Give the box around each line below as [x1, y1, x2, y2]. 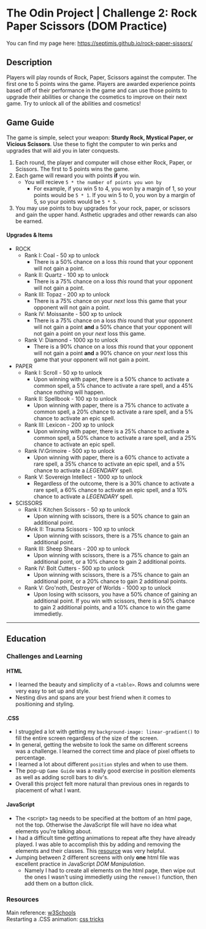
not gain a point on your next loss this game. [33, 330, 146, 337]
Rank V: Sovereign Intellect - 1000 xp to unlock [24, 473, 143, 480]
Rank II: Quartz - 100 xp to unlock [24, 271, 109, 279]
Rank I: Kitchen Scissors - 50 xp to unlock [24, 506, 131, 513]
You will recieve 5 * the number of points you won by [24, 178, 162, 185]
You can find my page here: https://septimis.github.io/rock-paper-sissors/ [6, 39, 193, 47]
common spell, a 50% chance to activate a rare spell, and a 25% [33, 434, 197, 441]
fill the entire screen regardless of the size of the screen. [15, 734, 159, 742]
